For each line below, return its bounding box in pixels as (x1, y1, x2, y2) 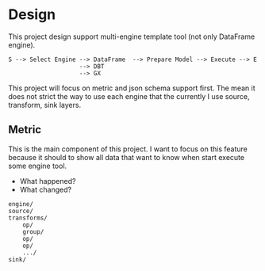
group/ (22, 227, 44, 235)
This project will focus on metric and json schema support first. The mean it (8, 83, 255, 93)
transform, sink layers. (8, 100, 82, 109)
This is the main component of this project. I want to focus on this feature (8, 144, 248, 154)
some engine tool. (8, 161, 67, 170)
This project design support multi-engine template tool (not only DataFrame (8, 32, 255, 41)
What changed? (19, 185, 72, 194)
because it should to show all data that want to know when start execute (8, 152, 244, 162)
